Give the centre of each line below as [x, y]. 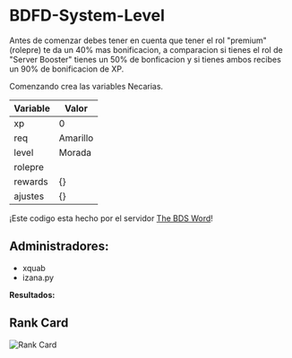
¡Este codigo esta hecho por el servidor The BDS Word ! [111, 218]
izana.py [38, 277]
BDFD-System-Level [87, 16]
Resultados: [32, 294]
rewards [31, 182]
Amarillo [76, 138]
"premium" [247, 40]
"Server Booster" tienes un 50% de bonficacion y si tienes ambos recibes [146, 59]
